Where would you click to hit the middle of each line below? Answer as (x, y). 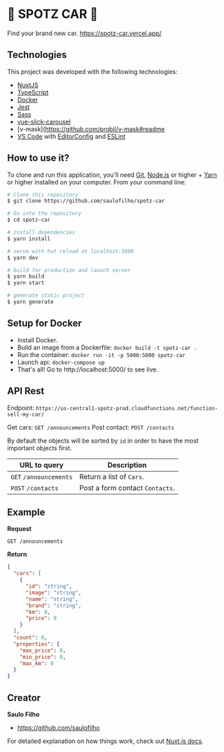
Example (26, 512)
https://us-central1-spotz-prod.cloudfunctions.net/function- (127, 408)
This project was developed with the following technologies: (92, 71)
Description (127, 465)
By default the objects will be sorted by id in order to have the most (103, 441)
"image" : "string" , (53, 592)
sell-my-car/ (26, 414)
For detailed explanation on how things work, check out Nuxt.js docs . (105, 741)
